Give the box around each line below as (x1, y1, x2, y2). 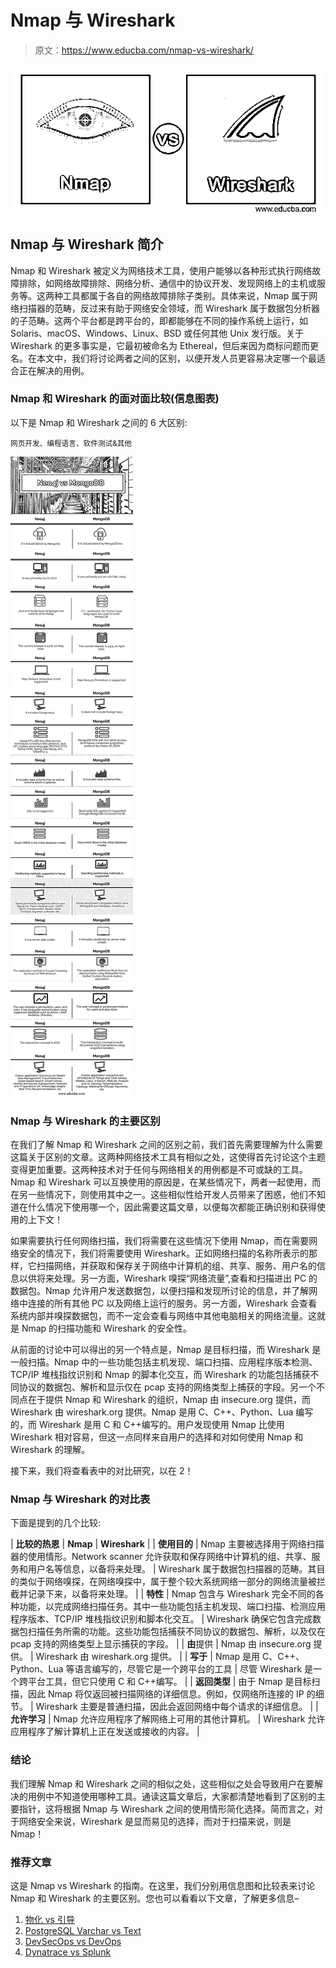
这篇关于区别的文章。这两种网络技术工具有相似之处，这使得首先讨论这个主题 (10, 1151, 326, 1163)
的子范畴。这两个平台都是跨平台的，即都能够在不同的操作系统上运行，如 (10, 314, 308, 326)
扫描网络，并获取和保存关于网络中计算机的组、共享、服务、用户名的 (36, 1260, 317, 1272)
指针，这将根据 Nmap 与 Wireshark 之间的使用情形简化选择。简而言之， (18, 1802, 315, 1815)
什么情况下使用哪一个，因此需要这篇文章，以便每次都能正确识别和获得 (27, 1201, 317, 1213)
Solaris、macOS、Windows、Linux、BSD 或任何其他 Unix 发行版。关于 (10, 327, 304, 339)
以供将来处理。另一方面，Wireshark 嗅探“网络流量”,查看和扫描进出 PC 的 (18, 1272, 318, 1285)
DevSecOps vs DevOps (24, 1936, 122, 1948)
